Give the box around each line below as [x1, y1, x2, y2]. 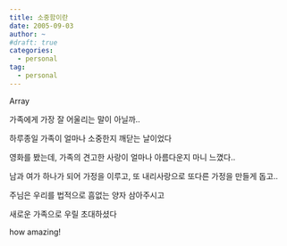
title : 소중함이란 [9, 12, 69, 22]
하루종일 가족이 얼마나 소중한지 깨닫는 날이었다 [9, 133, 173, 143]
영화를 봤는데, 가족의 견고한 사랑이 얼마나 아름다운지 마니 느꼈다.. [9, 152, 236, 162]
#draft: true [9, 37, 58, 47]
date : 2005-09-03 [9, 21, 74, 30]
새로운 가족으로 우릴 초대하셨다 [9, 209, 118, 219]
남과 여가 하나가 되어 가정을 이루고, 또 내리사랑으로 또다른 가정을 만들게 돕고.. [9, 170, 279, 181]
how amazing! [9, 226, 61, 237]
